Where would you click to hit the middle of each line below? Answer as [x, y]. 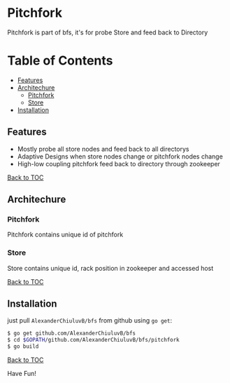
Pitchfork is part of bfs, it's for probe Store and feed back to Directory [108, 32]
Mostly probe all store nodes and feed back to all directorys [103, 149]
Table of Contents [60, 61]
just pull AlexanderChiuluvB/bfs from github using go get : [90, 321]
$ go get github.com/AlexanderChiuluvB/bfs [72, 334]
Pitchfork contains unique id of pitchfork [65, 235]
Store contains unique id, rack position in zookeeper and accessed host [110, 268]
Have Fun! [22, 374]
